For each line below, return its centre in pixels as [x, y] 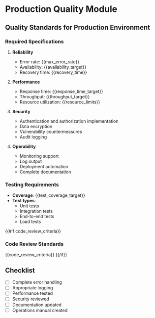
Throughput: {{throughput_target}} [55, 96]
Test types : [24, 201]
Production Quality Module [61, 9]
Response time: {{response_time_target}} [61, 91]
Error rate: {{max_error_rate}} [49, 62]
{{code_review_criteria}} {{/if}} [36, 255]
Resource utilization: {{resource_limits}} [60, 102]
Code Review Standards [34, 244]
